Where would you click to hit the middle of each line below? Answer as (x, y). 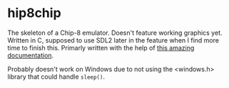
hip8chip (35, 13)
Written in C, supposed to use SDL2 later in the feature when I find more (113, 40)
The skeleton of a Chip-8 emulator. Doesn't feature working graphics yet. (115, 33)
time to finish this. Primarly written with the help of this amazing (101, 48)
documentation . (31, 55)
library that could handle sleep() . (56, 77)
